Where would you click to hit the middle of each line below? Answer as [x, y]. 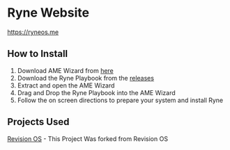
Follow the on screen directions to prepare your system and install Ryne [120, 100]
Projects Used [38, 122]
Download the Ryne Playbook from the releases [86, 78]
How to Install [38, 54]
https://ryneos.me [33, 32]
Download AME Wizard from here [65, 70]
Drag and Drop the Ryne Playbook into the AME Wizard [96, 92]
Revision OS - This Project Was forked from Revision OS [88, 139]
